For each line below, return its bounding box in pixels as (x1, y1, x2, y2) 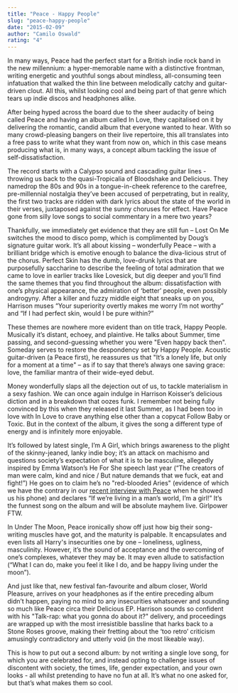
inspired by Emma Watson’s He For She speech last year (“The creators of (7, 463, 225, 473)
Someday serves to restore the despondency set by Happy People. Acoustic (7, 345, 231, 354)
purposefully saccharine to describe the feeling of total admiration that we (7, 264, 225, 272)
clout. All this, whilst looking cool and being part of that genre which (27, 87, 227, 95)
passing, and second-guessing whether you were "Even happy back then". (7, 338, 227, 347)
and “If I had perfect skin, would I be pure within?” (7, 309, 154, 318)
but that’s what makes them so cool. (7, 679, 113, 687)
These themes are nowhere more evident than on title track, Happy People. (7, 323, 227, 331)
